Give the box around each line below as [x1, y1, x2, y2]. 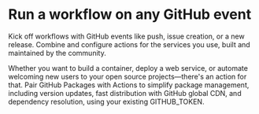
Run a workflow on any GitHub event [8, 6, 252, 24]
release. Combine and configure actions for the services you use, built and [8, 39, 250, 49]
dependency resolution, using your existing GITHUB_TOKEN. [8, 97, 205, 106]
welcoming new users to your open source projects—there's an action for [8, 72, 247, 81]
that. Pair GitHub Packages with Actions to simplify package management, [8, 80, 250, 90]
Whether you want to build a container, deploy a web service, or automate [8, 63, 248, 72]
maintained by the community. [8, 48, 106, 57]
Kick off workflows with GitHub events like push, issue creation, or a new [8, 31, 246, 41]
